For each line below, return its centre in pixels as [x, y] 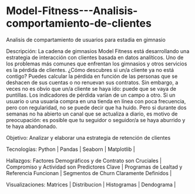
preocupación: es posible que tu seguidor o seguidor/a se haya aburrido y [96, 120]
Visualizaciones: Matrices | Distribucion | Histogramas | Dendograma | [91, 185]
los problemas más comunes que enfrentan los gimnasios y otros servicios [97, 64]
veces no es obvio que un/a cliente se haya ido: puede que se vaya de [91, 88]
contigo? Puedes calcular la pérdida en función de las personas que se [92, 76]
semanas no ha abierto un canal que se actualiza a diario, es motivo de [92, 114]
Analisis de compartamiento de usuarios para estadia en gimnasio [86, 40]
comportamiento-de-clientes [79, 23]
